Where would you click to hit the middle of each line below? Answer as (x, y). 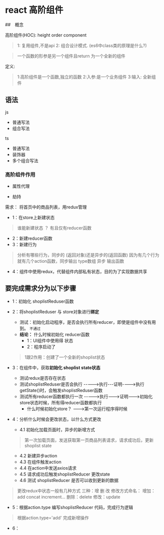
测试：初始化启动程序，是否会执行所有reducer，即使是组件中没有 (86, 322)
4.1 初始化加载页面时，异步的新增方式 (57, 429)
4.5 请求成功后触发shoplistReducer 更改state (65, 474)
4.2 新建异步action (38, 455)
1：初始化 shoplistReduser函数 (43, 301)
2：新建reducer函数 (32, 238)
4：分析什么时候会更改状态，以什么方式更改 (57, 419)
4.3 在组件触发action (40, 462)
